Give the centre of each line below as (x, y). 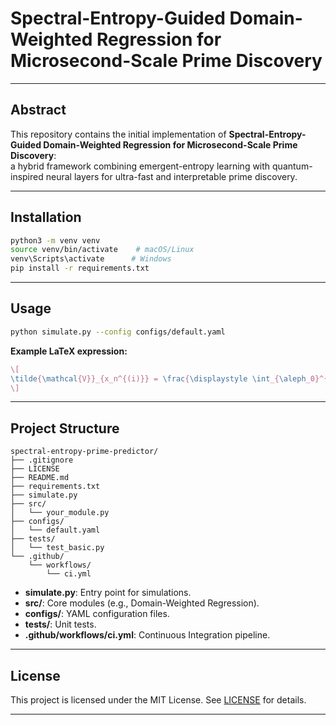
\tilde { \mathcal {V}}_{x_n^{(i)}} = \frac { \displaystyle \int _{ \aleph (158, 378)
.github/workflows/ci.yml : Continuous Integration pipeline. (147, 635)
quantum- (292, 166)
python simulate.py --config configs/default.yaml (118, 332)
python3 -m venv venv (55, 240)
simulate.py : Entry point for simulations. (108, 593)
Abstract (38, 110)
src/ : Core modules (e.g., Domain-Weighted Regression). (142, 603)
